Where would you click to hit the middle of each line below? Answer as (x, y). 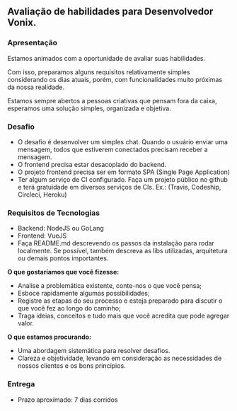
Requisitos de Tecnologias (54, 213)
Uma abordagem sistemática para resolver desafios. (94, 351)
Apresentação (33, 43)
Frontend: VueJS (42, 236)
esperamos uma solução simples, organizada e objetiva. (89, 108)
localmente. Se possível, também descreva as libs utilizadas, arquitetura (122, 251)
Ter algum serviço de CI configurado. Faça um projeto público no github (123, 179)
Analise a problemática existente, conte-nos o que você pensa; (110, 286)
